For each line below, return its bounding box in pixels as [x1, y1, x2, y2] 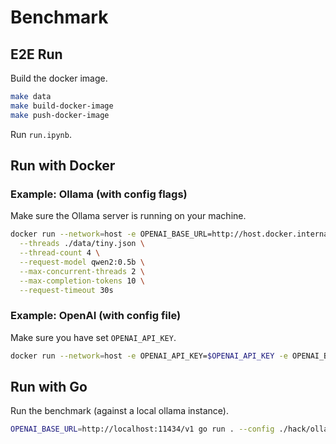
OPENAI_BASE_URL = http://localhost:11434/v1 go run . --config [10, 424, 275, 435]
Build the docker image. [10, 72, 108, 84]
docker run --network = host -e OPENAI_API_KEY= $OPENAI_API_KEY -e [10, 351, 288, 361]
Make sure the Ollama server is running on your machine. [10, 210, 247, 222]
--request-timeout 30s [19, 285, 114, 295]
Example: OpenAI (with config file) [10, 309, 182, 323]
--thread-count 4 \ [19, 248, 101, 258]
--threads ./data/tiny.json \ [19, 239, 145, 249]
